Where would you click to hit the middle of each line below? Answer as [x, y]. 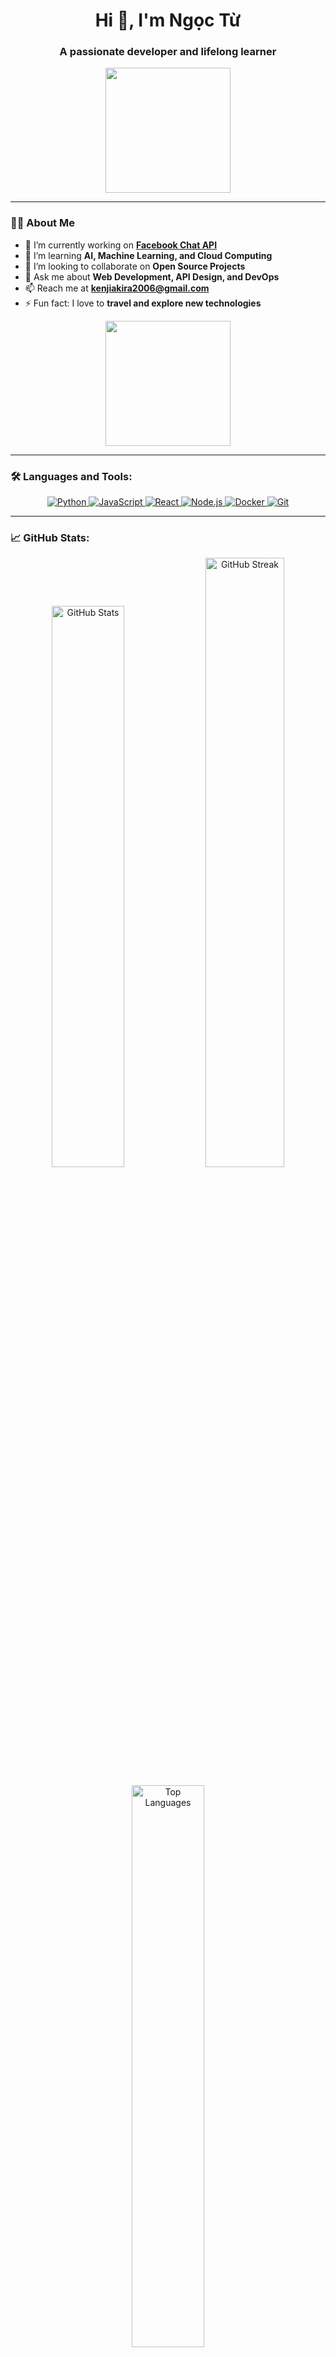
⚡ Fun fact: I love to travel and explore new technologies [143, 303]
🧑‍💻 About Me [42, 223]
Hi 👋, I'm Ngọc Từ [168, 20]
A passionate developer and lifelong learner [168, 52]
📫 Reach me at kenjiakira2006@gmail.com [117, 288]
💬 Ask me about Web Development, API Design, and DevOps [152, 276]
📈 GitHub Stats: [50, 537]
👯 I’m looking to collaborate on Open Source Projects [135, 266]
